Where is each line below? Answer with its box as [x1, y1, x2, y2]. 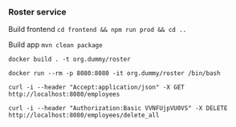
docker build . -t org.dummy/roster [8, 55, 131, 64]
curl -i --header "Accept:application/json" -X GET [8, 83, 185, 92]
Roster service [8, 6, 67, 18]
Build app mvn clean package [8, 40, 103, 50]
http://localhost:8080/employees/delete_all [8, 111, 160, 120]
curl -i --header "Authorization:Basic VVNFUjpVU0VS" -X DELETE [8, 105, 228, 113]
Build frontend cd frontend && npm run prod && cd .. [8, 25, 187, 34]
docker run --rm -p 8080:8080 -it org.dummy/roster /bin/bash [8, 69, 221, 77]
